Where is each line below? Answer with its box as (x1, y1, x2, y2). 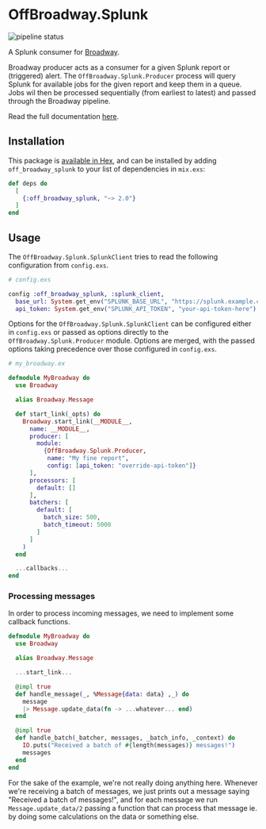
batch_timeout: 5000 (43, 521, 112, 529)
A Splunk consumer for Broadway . (8, 47, 120, 56)
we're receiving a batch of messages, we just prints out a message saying (8, 786, 250, 796)
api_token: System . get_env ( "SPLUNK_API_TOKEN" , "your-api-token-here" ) (15, 305, 257, 313)
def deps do (8, 179, 47, 187)
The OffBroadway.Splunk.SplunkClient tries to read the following (8, 251, 218, 261)
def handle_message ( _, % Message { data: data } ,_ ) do (15, 690, 190, 698)
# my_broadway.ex (8, 359, 66, 368)
